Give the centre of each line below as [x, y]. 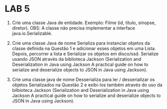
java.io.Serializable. [32, 33]
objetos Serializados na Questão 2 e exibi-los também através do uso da [87, 85]
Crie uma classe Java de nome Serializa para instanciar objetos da [81, 43]
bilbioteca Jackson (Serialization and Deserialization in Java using [80, 90]
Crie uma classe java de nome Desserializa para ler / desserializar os [83, 79]
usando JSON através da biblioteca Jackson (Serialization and [76, 59]
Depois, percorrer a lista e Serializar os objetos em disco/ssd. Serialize [85, 54]
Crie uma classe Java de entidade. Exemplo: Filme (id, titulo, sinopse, [84, 23]
